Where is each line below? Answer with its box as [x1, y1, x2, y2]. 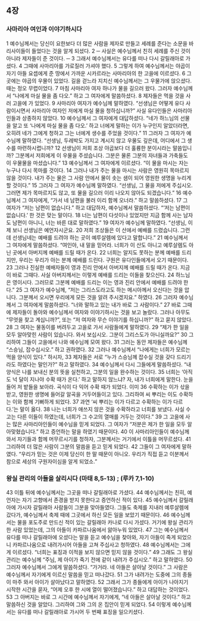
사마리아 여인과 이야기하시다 [6, 25, 82, 33]
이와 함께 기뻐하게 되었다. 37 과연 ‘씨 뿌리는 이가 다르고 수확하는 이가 [12, 398, 173, 405]
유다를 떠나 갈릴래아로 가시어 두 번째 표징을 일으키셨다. [17, 608, 145, 615]
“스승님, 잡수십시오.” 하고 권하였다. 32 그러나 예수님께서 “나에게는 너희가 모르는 [6, 346, 190, 353]
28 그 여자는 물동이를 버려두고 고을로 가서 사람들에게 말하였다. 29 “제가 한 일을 [6, 323, 189, 330]
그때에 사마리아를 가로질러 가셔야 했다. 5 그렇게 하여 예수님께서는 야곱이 [23, 62, 190, 69]
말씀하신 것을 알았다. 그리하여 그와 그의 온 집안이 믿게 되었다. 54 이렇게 [6, 601, 171, 608]
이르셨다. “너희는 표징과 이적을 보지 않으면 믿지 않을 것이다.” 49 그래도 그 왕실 [12, 548, 193, 555]
